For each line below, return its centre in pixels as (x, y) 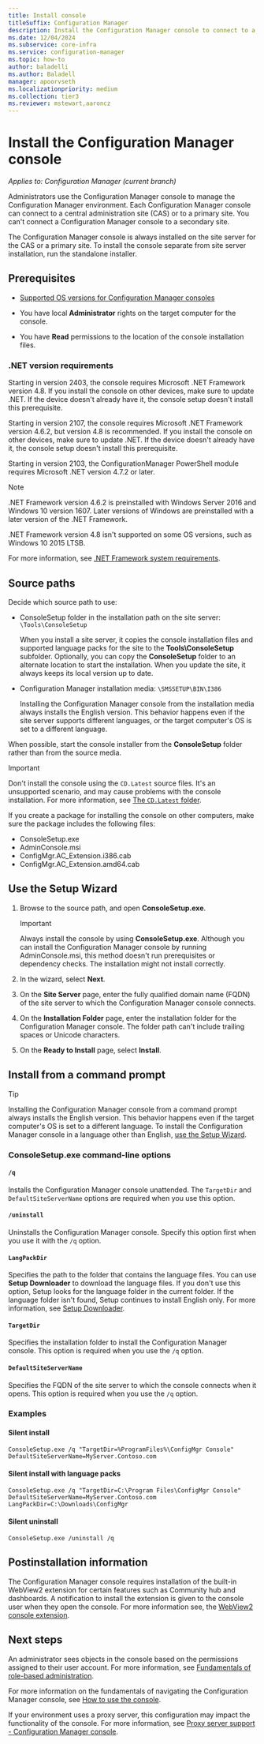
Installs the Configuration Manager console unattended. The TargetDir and (130, 1190)
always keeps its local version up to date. (86, 673)
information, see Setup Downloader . (67, 1308)
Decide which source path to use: (63, 602)
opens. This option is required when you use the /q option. (103, 1393)
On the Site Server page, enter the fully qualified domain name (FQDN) (135, 994)
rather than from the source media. (65, 752)
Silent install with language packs (64, 1474)
